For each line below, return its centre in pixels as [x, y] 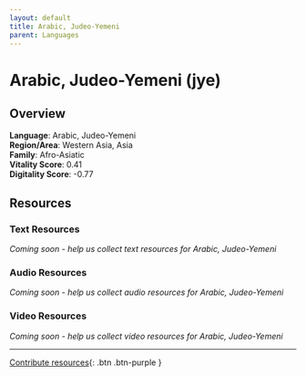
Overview [38, 114]
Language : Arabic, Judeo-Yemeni [73, 136]
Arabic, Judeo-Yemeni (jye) [115, 80]
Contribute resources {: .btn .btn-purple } [86, 362]
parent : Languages [44, 35]
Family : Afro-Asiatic [47, 155]
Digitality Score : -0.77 [51, 174]
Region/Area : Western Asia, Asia [71, 145]
